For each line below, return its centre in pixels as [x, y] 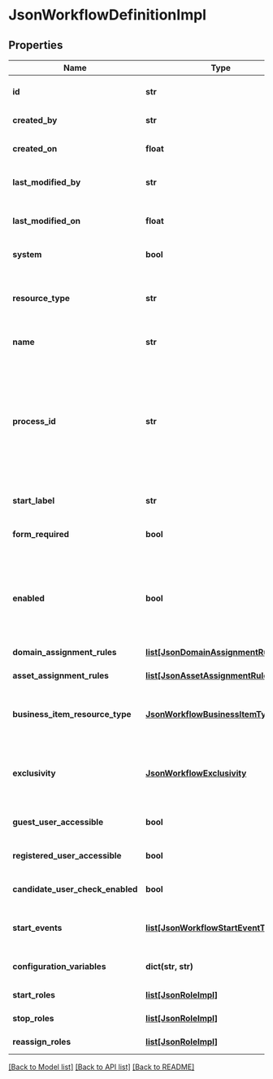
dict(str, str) [169, 966]
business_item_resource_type [72, 714]
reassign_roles [42, 1042]
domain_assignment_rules [65, 652]
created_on [35, 149]
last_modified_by [47, 182]
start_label [34, 500]
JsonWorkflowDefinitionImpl [108, 15]
